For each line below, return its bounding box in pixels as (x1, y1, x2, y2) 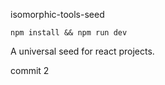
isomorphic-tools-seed (10, 9, 105, 20)
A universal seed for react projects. (10, 45, 155, 57)
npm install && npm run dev (10, 28, 128, 38)
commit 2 (10, 65, 50, 76)
